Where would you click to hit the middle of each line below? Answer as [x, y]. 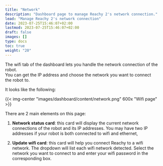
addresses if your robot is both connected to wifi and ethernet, [75, 133]
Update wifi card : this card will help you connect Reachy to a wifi [78, 143]
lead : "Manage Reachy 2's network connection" [53, 19]
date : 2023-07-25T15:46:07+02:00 [39, 23]
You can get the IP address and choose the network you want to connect [78, 75]
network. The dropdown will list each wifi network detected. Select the [83, 148]
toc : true [15, 46]
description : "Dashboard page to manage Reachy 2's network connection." [81, 14]
